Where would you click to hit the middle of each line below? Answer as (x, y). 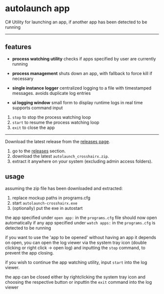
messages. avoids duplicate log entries (51, 93)
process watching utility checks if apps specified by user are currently (84, 58)
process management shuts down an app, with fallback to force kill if (82, 73)
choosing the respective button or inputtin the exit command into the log (79, 282)
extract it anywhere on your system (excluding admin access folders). (82, 161)
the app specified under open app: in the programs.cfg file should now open (81, 218)
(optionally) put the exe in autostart (47, 208)
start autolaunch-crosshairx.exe (45, 203)
